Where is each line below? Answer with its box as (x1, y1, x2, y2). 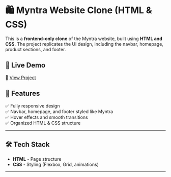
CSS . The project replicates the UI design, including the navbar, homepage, (5, 41, 164, 47)
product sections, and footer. (5, 46, 66, 52)
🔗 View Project (5, 75, 36, 81)
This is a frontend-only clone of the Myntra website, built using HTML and (5, 36, 163, 42)
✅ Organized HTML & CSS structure (5, 120, 81, 126)
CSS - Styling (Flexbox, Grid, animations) (12, 161, 99, 168)
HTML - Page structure (12, 156, 62, 162)
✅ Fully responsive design (5, 102, 60, 109)
